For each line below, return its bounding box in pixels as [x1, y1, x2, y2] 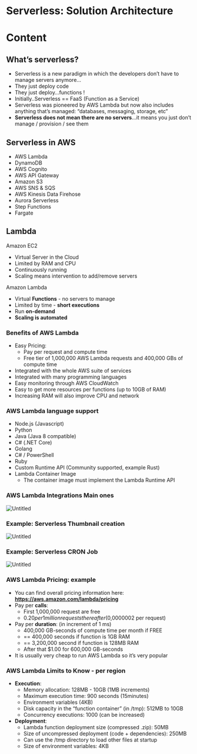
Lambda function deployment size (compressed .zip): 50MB [23, 723, 169, 730]
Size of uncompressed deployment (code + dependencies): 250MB [23, 730, 187, 737]
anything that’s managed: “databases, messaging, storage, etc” [14, 108, 169, 115]
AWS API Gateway [14, 172, 59, 179]
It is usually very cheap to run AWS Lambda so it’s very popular [14, 651, 168, 658]
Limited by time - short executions [14, 301, 100, 308]
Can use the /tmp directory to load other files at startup [23, 736, 158, 743]
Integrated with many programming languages [14, 373, 127, 381]
